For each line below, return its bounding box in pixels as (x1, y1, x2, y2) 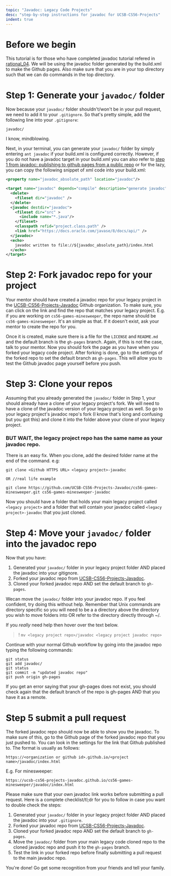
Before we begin (6, 39, 76, 50)
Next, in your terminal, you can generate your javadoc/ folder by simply (6, 146, 155, 152)
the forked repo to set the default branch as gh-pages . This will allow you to (6, 355, 162, 361)
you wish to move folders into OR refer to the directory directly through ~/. (6, 612, 161, 618)
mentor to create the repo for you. (6, 324, 77, 330)
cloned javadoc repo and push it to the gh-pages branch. (13, 844, 131, 850)
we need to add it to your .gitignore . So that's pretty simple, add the (6, 112, 150, 118)
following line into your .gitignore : (6, 117, 79, 123)
